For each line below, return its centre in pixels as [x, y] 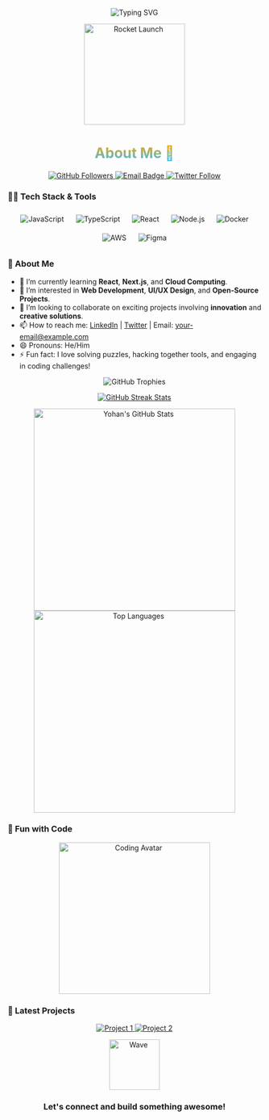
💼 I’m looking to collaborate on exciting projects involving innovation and [140, 307]
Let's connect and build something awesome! [134, 1107]
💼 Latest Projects [41, 1010]
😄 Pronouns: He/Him [54, 345]
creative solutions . [51, 316]
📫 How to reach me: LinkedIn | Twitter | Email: [96, 325]
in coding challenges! [55, 366]
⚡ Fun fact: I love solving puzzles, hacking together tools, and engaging [138, 354]
